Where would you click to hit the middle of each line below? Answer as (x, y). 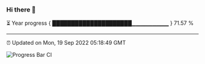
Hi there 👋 (21, 10)
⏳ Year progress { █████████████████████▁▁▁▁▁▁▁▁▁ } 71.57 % (100, 23)
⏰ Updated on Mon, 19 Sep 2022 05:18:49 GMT (66, 43)
